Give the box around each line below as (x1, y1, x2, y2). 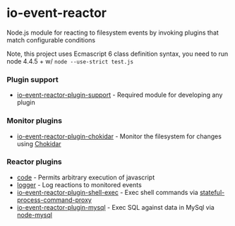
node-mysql (16, 210, 52, 219)
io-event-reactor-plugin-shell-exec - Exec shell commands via (16, 188, 198, 196)
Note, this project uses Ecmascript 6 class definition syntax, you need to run (6, 49, 229, 58)
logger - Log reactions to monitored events (16, 180, 142, 189)
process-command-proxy (16, 196, 92, 204)
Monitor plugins (6, 116, 63, 126)
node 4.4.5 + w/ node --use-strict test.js (6, 56, 134, 65)
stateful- (199, 188, 225, 196)
